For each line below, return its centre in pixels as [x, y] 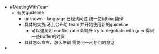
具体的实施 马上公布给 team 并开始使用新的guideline [76, 24]
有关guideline [30, 12]
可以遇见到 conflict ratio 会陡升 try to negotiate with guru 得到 [93, 30]
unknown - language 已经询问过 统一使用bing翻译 [74, 18]
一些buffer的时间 [48, 36]
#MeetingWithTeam [29, 7]
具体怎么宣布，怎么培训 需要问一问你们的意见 [69, 42]
